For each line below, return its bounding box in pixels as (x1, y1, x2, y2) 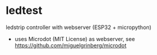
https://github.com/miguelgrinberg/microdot (14, 42, 127, 49)
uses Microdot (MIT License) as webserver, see (14, 35, 136, 42)
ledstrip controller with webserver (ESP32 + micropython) (6, 24, 151, 31)
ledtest (6, 4, 42, 18)
